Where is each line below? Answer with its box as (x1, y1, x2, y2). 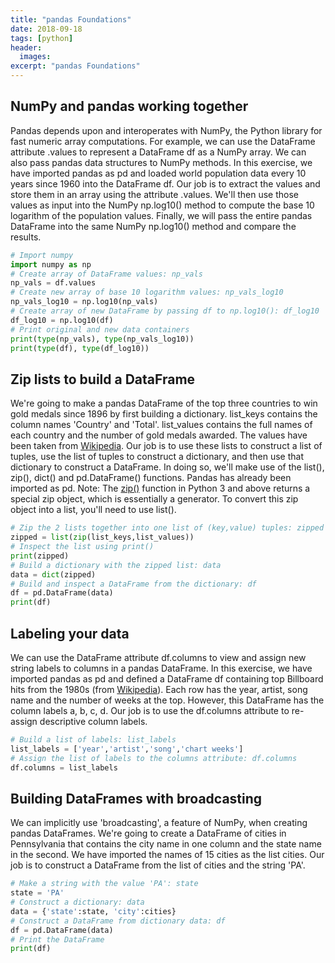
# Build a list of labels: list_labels (10, 734, 177, 745)
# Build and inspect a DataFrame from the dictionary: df (10, 579, 257, 589)
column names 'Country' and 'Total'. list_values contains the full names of (10, 419, 313, 431)
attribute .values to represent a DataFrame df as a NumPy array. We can (10, 146, 307, 158)
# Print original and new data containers (10, 324, 190, 335)
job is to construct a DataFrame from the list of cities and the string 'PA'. (10, 859, 306, 871)
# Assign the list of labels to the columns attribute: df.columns (10, 753, 298, 763)
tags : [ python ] (10, 33, 74, 43)
